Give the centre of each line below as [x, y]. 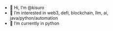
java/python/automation [34, 18]
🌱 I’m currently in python [34, 23]
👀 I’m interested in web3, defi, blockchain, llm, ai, [59, 13]
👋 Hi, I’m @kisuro [27, 8]
